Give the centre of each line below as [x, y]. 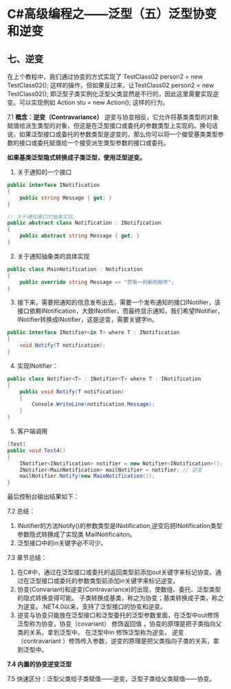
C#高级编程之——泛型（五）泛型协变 [112, 14]
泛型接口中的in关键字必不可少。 [62, 543]
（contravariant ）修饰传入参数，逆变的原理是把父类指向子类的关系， [115, 641]
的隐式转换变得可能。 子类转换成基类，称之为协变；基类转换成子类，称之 [120, 598]
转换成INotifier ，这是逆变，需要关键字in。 [99, 320]
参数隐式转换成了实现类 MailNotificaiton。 [76, 534]
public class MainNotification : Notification [75, 269]
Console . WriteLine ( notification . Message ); [93, 404]
